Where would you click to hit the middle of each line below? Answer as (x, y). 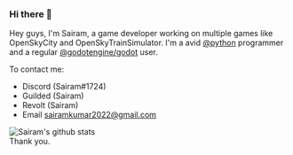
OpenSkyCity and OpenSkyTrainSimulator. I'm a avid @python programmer (146, 43)
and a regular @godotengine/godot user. (83, 52)
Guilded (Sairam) (53, 96)
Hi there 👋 (31, 14)
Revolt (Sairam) (50, 105)
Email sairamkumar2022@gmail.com (89, 115)
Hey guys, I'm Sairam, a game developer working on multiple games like (141, 34)
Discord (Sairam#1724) (64, 87)
